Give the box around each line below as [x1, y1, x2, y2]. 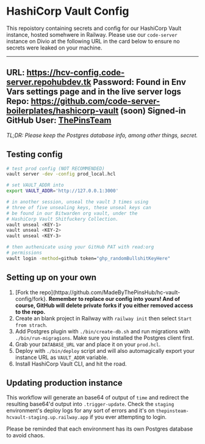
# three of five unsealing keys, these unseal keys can [6, 204, 151, 210]
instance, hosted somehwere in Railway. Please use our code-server [6, 31, 178, 38]
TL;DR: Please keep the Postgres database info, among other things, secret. [6, 131, 198, 139]
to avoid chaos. [6, 432, 45, 439]
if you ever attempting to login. [89, 413, 167, 421]
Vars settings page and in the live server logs [6, 87, 182, 97]
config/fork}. [15, 295, 48, 302]
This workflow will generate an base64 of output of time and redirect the [6, 394, 189, 401]
